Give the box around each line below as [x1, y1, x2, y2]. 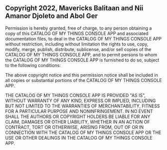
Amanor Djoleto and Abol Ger [5, 12, 98, 20]
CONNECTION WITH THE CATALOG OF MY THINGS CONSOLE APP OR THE [5, 129, 162, 135]
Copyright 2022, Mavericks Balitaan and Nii [5, 4, 144, 12]
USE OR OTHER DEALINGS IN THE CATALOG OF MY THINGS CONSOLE [5, 134, 153, 140]
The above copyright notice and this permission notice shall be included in [5, 72, 158, 78]
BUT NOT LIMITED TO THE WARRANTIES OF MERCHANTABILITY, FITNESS [5, 102, 161, 109]
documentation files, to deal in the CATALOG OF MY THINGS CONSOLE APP [5, 35, 162, 41]
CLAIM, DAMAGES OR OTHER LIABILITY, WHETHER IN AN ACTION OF [5, 118, 151, 124]
